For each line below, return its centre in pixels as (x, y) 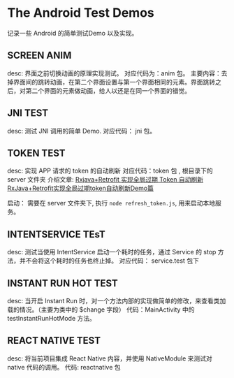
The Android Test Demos (81, 13)
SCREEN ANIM (39, 56)
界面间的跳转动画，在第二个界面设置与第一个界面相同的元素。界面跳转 (114, 82)
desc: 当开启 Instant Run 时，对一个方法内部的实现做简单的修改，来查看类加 (117, 301)
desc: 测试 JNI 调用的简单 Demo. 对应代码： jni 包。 (82, 131)
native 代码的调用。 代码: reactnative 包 (64, 367)
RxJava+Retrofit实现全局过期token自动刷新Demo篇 (80, 188)
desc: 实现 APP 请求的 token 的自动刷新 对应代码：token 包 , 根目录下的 (110, 171)
